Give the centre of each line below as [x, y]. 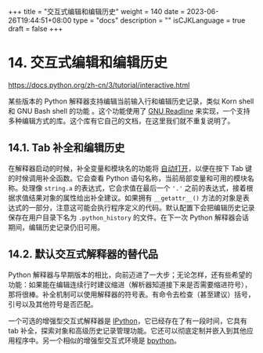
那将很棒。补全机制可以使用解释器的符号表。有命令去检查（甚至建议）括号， [131, 294]
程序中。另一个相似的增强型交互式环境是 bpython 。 [98, 340]
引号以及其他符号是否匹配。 [53, 304]
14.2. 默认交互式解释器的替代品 [83, 255]
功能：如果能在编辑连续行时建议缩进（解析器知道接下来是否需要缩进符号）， [130, 284]
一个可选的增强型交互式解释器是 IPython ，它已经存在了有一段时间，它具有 [128, 321]
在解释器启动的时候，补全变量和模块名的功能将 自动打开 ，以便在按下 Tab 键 [130, 168]
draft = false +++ [36, 29]
